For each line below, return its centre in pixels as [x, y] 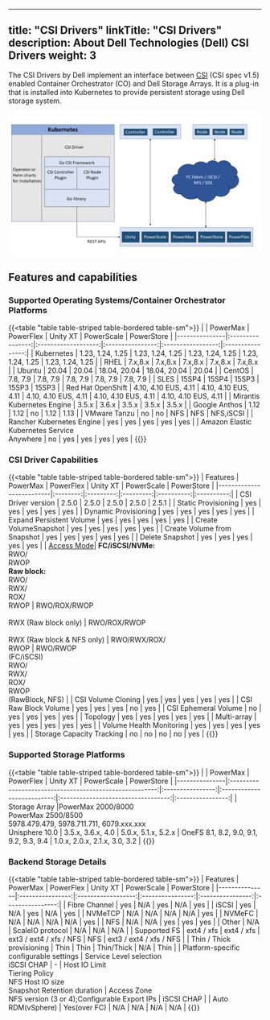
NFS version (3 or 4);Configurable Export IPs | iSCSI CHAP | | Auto [119, 998]
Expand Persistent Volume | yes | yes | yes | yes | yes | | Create [113, 520]
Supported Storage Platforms [67, 755]
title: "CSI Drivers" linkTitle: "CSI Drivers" [115, 30]
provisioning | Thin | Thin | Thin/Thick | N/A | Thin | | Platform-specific [124, 948]
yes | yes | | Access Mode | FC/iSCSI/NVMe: [82, 546]
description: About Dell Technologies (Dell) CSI [129, 43]
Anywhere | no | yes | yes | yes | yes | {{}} [78, 439]
